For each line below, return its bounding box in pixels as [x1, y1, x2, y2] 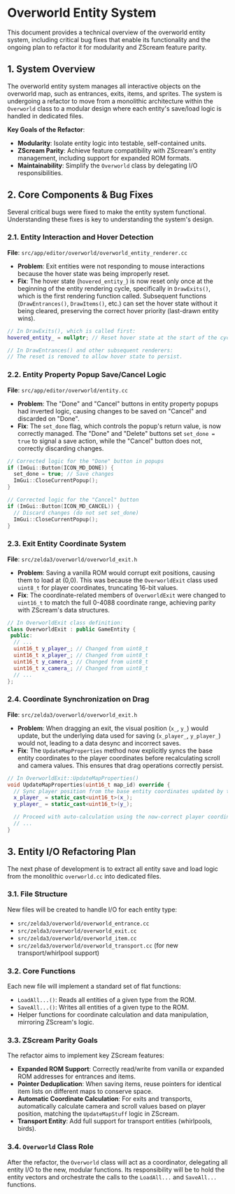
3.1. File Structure [7, 889, 68, 899]
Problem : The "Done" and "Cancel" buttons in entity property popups [17, 399, 219, 408]
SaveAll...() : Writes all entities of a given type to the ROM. [17, 1003, 189, 1012]
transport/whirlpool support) [17, 948, 100, 957]
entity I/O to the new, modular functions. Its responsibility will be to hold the [7, 1165, 225, 1174]
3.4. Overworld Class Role [7, 1142, 94, 1152]
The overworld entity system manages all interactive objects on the [7, 82, 201, 90]
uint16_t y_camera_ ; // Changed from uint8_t [13, 658, 149, 665]
